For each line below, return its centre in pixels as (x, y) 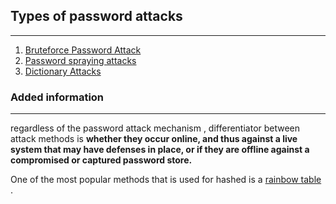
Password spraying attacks (80, 60)
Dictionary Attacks (63, 71)
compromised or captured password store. (101, 160)
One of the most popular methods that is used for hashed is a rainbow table (166, 180)
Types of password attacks (96, 16)
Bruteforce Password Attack (83, 50)
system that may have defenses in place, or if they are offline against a (160, 150)
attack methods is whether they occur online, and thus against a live (154, 139)
